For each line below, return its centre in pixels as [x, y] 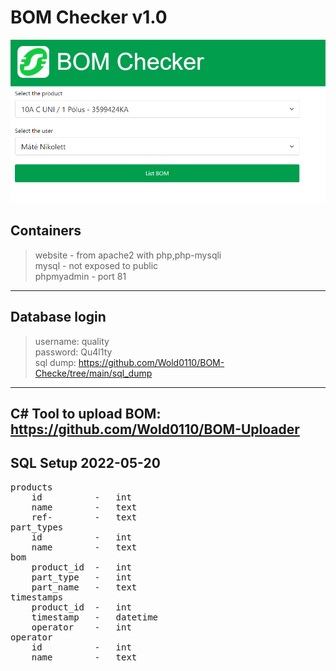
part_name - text [84, 587]
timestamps [37, 597]
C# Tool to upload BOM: [86, 414]
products [31, 487]
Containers [46, 231]
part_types [37, 527]
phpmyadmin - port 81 [80, 276]
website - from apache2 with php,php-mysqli [128, 255]
